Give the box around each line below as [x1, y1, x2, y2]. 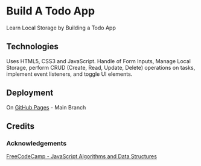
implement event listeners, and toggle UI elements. [6, 70, 133, 78]
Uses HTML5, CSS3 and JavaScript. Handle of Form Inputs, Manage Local [6, 57, 191, 64]
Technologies [6, 41, 59, 52]
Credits [6, 121, 35, 131]
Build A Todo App [6, 4, 95, 18]
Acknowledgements [6, 139, 67, 147]
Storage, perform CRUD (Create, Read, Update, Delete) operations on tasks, [6, 64, 196, 71]
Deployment [6, 88, 54, 98]
